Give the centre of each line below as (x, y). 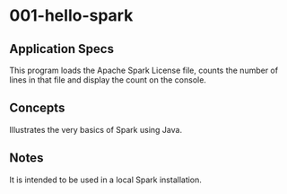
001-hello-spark (71, 16)
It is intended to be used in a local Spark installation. (105, 180)
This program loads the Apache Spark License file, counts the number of (144, 70)
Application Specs (62, 49)
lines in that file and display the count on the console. (108, 80)
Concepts (37, 108)
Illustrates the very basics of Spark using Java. (96, 129)
